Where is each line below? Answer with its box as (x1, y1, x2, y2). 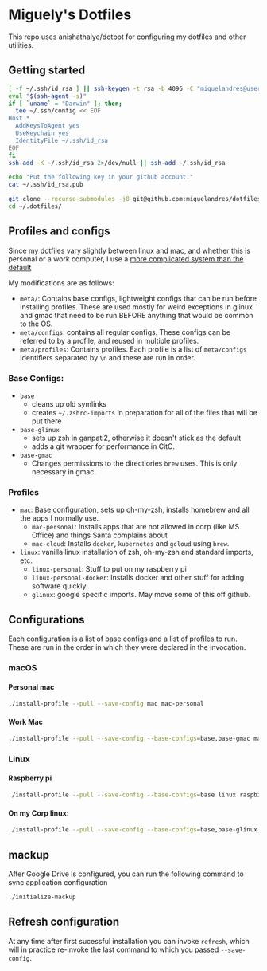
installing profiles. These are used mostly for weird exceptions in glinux (19, 301, 253, 312)
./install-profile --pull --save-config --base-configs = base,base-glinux (8, 826, 258, 834)
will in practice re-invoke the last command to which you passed (8, 945, 219, 954)
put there (31, 416, 62, 426)
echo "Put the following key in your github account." (8, 173, 194, 181)
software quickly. (31, 581, 88, 591)
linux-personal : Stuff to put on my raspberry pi (31, 564, 187, 574)
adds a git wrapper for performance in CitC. (31, 441, 176, 451)
